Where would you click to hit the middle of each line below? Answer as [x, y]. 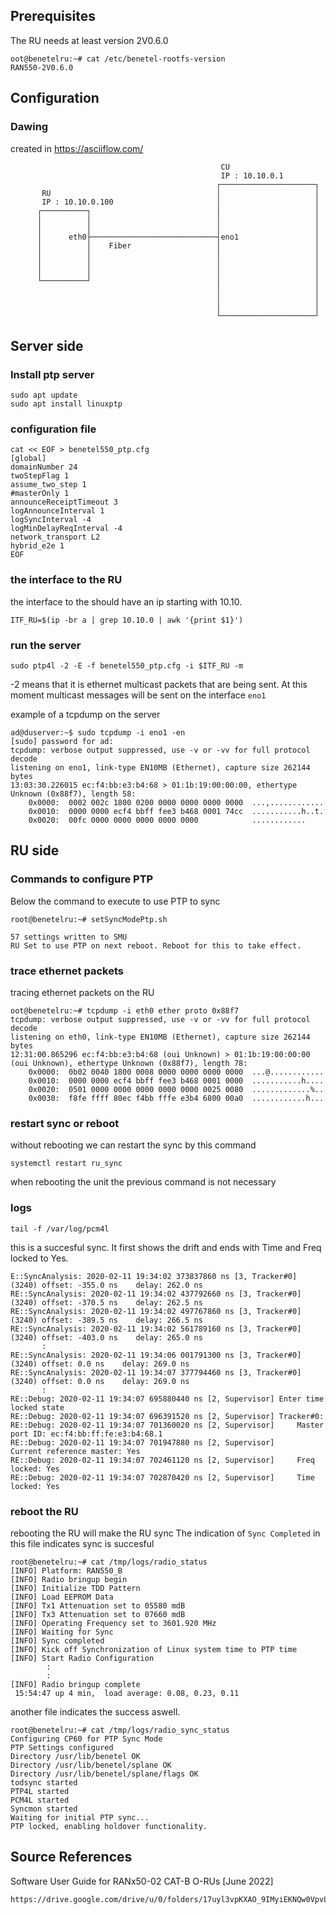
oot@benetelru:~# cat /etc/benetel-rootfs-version [118, 59]
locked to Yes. [39, 1258]
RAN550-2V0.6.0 [42, 67]
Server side [47, 345]
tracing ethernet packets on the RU [82, 993]
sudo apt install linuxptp [66, 404]
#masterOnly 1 [40, 494]
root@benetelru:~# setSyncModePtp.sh [89, 919]
